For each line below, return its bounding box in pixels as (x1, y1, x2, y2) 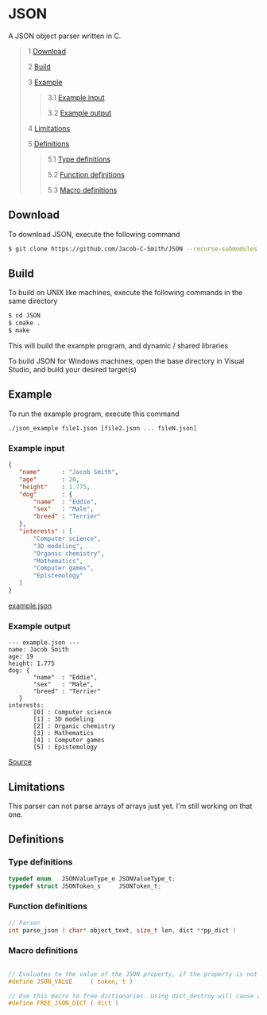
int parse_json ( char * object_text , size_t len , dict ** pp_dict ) (8, 926, 237, 935)
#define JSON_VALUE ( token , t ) (8, 978, 133, 986)
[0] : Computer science (33, 709, 112, 717)
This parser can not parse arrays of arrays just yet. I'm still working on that (8, 801, 253, 811)
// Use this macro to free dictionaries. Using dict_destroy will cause (8, 992, 254, 1000)
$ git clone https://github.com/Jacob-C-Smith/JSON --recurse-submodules (8, 244, 258, 253)
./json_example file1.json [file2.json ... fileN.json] (8, 424, 197, 432)
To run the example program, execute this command (8, 409, 180, 418)
